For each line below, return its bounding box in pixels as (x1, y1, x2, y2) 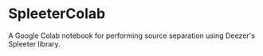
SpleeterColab (8, 5, 106, 23)
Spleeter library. (8, 39, 61, 48)
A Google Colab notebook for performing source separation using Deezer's (8, 31, 255, 40)
